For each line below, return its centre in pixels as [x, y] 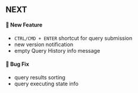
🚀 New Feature [24, 25]
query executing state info [46, 84]
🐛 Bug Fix [17, 64]
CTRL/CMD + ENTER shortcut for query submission [73, 38]
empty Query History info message [57, 50]
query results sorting [40, 77]
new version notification [44, 44]
